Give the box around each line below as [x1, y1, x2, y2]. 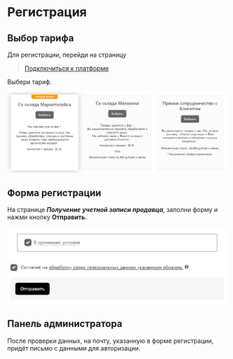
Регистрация [7, 4, 87, 20]
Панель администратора [7, 318, 123, 330]
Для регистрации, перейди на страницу [7, 50, 127, 59]
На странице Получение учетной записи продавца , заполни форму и [7, 206, 218, 214]
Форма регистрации [7, 187, 102, 199]
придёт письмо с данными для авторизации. [7, 344, 141, 352]
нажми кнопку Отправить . [7, 213, 87, 221]
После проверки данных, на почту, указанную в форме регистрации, [7, 337, 214, 345]
